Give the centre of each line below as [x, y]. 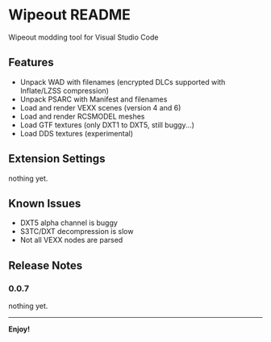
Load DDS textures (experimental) [77, 133]
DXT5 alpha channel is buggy [69, 223]
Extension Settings [57, 159]
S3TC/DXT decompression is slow [77, 231]
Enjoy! [19, 329]
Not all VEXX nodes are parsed [71, 240]
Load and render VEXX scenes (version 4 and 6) [100, 107]
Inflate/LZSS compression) [64, 90]
